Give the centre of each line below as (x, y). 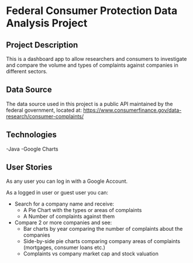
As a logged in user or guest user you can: (57, 193)
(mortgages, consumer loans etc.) (64, 248)
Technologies (32, 135)
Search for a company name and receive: (64, 204)
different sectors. (27, 71)
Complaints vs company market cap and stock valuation (91, 254)
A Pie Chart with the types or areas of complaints (82, 210)
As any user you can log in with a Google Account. (67, 181)
